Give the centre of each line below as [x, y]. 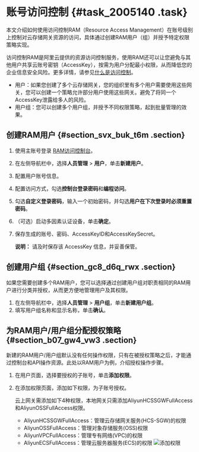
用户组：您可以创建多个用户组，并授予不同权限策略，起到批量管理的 [98, 107]
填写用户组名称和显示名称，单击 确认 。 [61, 310]
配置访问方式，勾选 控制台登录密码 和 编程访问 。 [72, 189]
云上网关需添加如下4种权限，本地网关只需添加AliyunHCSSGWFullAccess [104, 401]
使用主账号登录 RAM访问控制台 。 [55, 150]
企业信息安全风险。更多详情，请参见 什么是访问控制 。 [71, 72]
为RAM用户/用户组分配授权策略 [64, 330]
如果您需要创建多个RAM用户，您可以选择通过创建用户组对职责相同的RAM [96, 282]
